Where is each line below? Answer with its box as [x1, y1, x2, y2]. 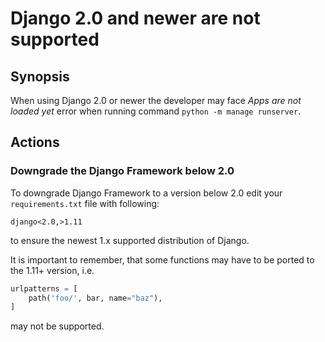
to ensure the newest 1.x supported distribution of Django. [10, 234, 250, 246]
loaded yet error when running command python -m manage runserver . [10, 105, 302, 117]
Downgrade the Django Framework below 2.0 [10, 164, 235, 178]
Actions [10, 134, 60, 151]
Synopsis [10, 68, 70, 85]
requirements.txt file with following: [10, 197, 160, 209]
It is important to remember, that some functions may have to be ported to [10, 253, 315, 266]
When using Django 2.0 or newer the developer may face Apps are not [10, 95, 302, 106]
